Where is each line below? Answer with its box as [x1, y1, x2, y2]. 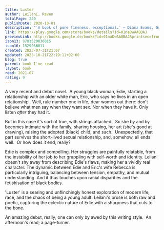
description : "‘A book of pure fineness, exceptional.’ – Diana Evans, [5, 25, 154, 30]
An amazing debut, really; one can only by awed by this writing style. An [5, 214, 152, 220]
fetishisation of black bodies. [5, 180, 63, 186]
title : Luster [5, 7, 34, 12]
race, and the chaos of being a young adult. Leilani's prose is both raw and [5, 194, 155, 200]
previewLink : [5, 35, 32, 39]
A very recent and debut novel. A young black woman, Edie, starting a [5, 88, 147, 94]
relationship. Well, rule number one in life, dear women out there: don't [5, 98, 148, 105]
